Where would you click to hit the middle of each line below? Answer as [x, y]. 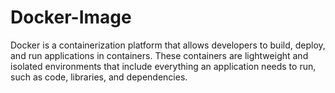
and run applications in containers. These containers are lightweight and [159, 55]
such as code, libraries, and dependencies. [99, 77]
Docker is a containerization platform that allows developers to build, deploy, [168, 45]
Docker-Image [71, 17]
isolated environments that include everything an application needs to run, [163, 66]
